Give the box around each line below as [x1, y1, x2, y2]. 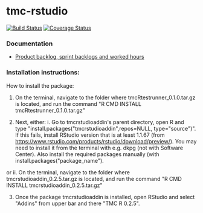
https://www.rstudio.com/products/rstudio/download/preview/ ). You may [14, 137, 197, 145]
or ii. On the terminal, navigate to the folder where [6, 168, 130, 176]
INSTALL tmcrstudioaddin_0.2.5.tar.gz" [6, 182, 103, 189]
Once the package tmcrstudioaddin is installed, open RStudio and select [14, 193, 195, 200]
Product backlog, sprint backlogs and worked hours [14, 53, 145, 61]
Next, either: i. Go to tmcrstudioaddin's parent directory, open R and [14, 118, 184, 125]
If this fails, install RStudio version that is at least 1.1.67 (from [14, 131, 165, 139]
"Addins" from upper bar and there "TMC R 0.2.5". [14, 200, 140, 207]
